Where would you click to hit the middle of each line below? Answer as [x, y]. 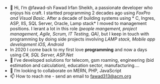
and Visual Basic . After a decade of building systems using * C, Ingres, [82, 18]
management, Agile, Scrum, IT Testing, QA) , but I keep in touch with [79, 34]
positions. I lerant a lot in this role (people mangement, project [74, 29]
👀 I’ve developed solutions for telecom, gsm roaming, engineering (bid [82, 60]
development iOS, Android [37, 44]
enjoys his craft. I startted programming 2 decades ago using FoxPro [80, 13]
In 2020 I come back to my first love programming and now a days [79, 50]
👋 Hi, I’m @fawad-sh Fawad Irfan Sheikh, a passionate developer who [81, 8]
